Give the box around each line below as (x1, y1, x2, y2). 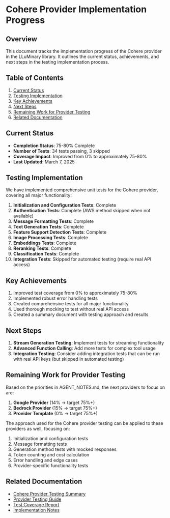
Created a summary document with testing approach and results (13, 311, 149, 318)
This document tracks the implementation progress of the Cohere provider (6, 48, 162, 54)
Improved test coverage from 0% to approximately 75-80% (13, 290, 138, 296)
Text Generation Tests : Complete (13, 224, 84, 230)
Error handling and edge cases (13, 457, 78, 463)
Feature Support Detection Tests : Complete (13, 229, 107, 235)
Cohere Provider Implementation (6, 4, 147, 15)
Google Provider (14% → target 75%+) (13, 399, 95, 406)
